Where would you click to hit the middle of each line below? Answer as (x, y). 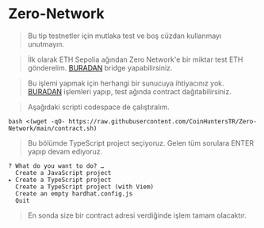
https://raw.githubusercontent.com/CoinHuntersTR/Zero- (163, 121)
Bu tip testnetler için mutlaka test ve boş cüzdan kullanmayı (124, 36)
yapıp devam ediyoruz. (65, 151)
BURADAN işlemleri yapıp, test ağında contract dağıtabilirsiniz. (129, 91)
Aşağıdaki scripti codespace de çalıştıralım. (98, 107)
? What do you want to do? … (56, 166)
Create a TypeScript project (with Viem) (85, 187)
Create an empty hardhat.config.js (74, 194)
